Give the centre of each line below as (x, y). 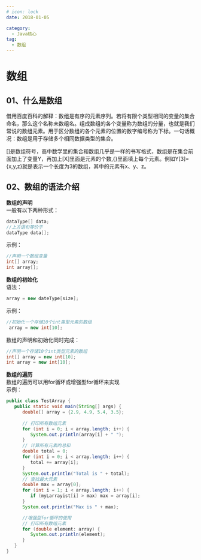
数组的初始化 (22, 280)
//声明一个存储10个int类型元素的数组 (47, 351)
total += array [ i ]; (54, 462)
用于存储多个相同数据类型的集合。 (74, 138)
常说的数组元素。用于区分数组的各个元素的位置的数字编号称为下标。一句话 (98, 131)
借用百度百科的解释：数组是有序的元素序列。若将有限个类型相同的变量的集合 (100, 116)
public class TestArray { (38, 401)
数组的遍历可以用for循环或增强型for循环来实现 (63, 382)
